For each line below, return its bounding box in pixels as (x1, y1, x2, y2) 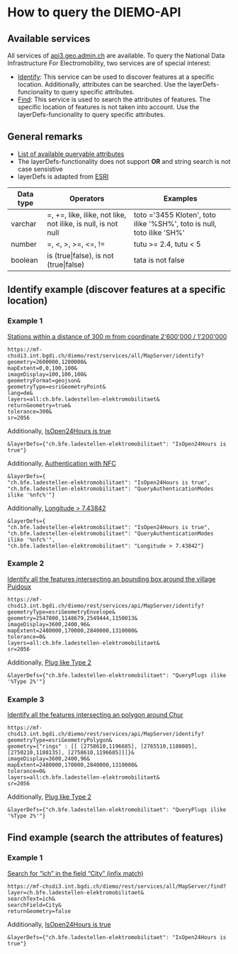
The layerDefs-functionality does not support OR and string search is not (17, 157, 231, 165)
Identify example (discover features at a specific (7, 284, 226, 296)
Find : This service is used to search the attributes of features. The (17, 95, 211, 104)
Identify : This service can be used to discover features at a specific (17, 72, 215, 81)
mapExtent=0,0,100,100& (7, 365, 78, 372)
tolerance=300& (7, 408, 52, 415)
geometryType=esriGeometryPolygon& (7, 737, 113, 744)
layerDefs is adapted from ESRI (17, 172, 109, 181)
